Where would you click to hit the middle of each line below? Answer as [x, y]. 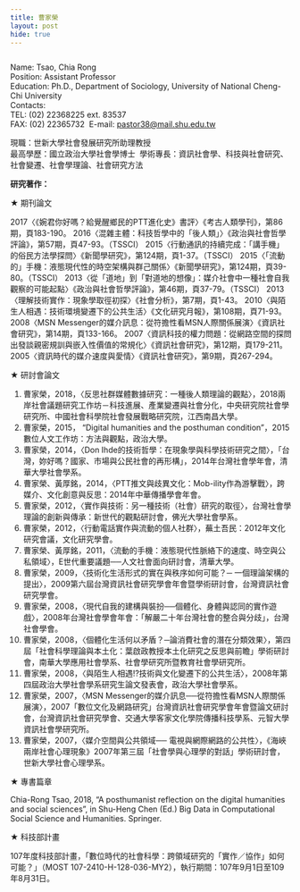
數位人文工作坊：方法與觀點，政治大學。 [97, 439]
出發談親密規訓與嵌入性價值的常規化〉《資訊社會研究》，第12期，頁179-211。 [149, 345]
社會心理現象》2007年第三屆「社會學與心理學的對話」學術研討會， [162, 752]
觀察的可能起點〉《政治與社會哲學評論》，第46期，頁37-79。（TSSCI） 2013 [147, 289]
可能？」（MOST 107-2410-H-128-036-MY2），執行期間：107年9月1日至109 [147, 867]
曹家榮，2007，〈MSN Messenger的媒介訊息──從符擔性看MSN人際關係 [154, 696]
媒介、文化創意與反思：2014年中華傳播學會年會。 [114, 495]
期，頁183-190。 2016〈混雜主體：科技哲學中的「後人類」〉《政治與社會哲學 [148, 233]
